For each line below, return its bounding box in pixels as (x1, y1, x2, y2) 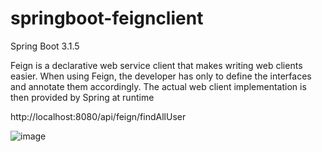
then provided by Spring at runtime (10, 91, 155, 103)
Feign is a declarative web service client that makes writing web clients (10, 59, 303, 71)
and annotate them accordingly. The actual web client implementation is (10, 80, 307, 92)
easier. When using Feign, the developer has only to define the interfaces (10, 70, 312, 82)
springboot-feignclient (10, 7, 204, 30)
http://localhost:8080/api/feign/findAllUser (10, 110, 187, 122)
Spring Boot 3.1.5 (10, 40, 80, 52)
